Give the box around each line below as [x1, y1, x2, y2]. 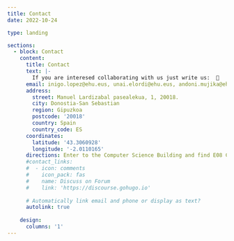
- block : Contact [13, 48, 64, 56]
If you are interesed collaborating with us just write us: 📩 [32, 74, 219, 81]
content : [19, 55, 45, 62]
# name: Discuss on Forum [25, 178, 111, 185]
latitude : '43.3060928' [32, 139, 101, 146]
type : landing [7, 29, 49, 36]
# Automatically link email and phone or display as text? [25, 197, 201, 204]
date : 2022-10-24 [7, 17, 58, 24]
